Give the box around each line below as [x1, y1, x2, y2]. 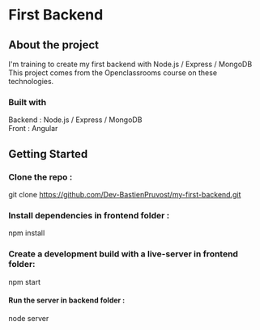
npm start [8, 277, 41, 286]
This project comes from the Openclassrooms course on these [8, 68, 217, 78]
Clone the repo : [8, 171, 73, 183]
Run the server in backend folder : [8, 295, 126, 305]
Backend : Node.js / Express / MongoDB [8, 115, 143, 125]
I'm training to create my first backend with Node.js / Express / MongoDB [8, 59, 253, 69]
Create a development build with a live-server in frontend [8, 248, 239, 260]
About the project [8, 38, 100, 52]
